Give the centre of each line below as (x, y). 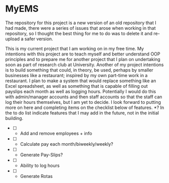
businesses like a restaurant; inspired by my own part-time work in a (76, 75)
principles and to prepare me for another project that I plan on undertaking (83, 59)
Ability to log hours (40, 165)
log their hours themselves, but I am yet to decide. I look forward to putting (83, 102)
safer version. (39, 39)
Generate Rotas (36, 176)
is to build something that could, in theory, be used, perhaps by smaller (79, 70)
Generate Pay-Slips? (41, 155)
